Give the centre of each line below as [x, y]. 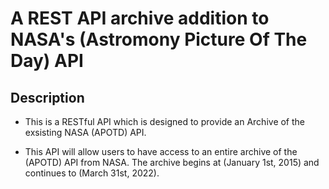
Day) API [47, 61]
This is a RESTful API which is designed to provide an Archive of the [165, 121]
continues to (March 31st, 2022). [92, 173]
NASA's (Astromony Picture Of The [159, 39]
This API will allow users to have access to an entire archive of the [161, 151]
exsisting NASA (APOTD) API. [85, 132]
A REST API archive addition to [140, 18]
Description [47, 97]
